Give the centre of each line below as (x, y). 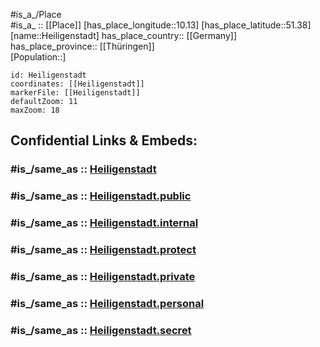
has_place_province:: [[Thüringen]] (82, 46)
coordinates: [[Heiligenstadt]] (77, 84)
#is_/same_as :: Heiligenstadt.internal (104, 223)
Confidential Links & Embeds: (104, 140)
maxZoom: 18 (35, 110)
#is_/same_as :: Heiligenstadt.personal (107, 303)
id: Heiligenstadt (48, 75)
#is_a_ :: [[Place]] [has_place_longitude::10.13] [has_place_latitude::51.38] (161, 25)
